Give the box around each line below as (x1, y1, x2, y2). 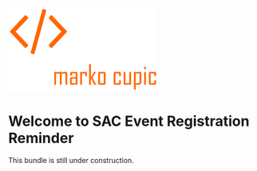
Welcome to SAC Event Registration (8, 112, 250, 130)
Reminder (8, 130, 74, 147)
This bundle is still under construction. (8, 155, 134, 165)
